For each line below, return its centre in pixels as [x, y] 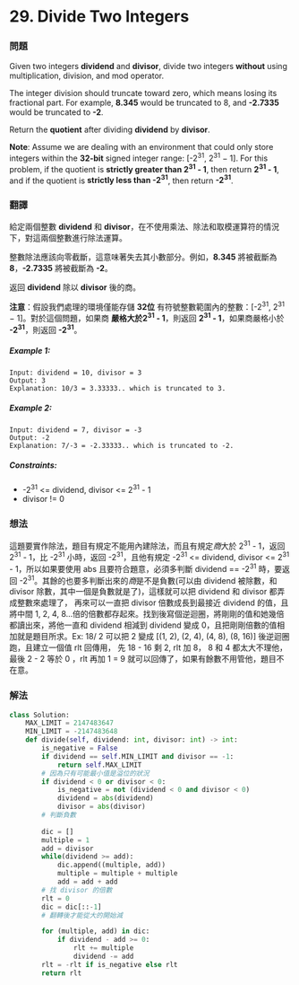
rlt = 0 [56, 898]
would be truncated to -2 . [56, 112]
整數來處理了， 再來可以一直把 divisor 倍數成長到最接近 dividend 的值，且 [153, 602]
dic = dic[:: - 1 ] [72, 907]
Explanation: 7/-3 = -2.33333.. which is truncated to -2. [122, 445]
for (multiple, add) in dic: [96, 931]
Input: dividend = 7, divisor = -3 [76, 430]
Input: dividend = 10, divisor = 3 [76, 373]
